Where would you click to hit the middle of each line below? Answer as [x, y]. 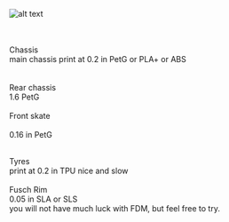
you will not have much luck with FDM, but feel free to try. [114, 208]
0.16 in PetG [31, 135]
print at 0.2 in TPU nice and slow [69, 170]
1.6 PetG [24, 97]
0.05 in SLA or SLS [43, 199]
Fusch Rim [28, 190]
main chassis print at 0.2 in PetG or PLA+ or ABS [98, 59]
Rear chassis [32, 87]
